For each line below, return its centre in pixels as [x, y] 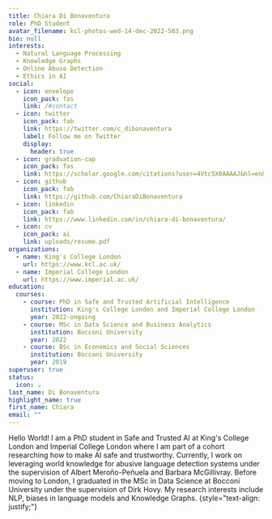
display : [38, 144]
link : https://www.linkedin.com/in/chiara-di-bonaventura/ [125, 219]
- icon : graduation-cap [55, 159]
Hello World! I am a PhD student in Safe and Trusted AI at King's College [129, 438]
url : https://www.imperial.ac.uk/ [81, 279]
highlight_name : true [45, 400]
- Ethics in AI [41, 76]
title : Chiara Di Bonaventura [59, 16]
